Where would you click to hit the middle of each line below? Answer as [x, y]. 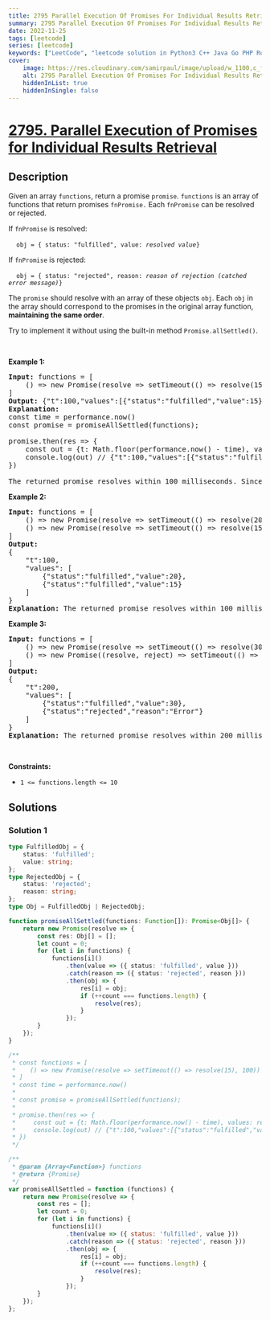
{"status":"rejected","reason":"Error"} [123, 711]
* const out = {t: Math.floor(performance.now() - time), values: [132, 1122]
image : [34, 68]
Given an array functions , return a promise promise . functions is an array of [134, 196]
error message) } [35, 283]
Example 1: [27, 362]
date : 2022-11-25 [37, 31]
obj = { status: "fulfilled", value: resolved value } [108, 245]
